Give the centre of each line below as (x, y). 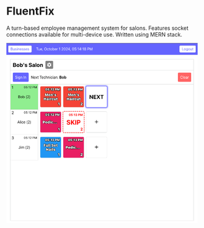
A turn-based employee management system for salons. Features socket (97, 28)
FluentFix (30, 11)
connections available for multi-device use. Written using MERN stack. (94, 34)
